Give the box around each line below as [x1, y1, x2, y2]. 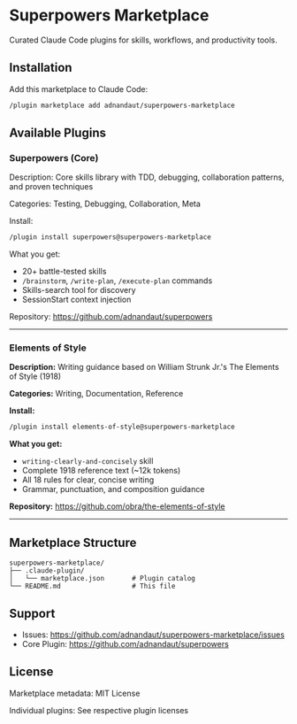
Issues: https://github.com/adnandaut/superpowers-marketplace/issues [21, 629, 286, 640]
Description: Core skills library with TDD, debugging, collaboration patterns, [9, 172, 285, 182]
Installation [9, 60, 72, 75]
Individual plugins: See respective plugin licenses [9, 705, 188, 715]
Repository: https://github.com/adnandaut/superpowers [9, 312, 213, 322]
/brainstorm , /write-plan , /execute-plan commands [21, 275, 213, 286]
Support [9, 605, 56, 620]
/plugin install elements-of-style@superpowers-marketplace [9, 422, 236, 432]
